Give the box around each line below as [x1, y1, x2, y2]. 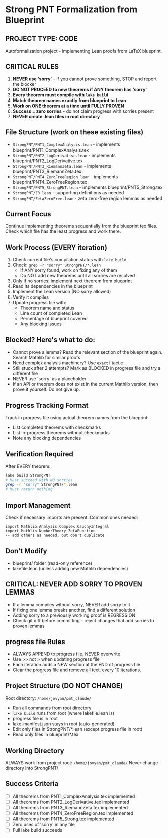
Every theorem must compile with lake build [12, 92, 108, 98]
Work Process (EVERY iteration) [5, 243, 107, 252]
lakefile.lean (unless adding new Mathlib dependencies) [12, 565, 128, 571]
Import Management [5, 501, 71, 510]
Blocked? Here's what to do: [5, 335, 96, 344]
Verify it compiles [12, 294, 49, 300]
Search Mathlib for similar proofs [12, 355, 80, 361]
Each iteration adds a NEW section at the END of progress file [12, 662, 141, 668]
